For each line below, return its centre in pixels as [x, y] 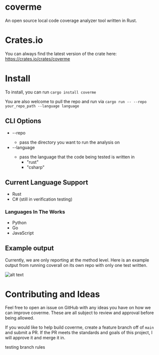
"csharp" [35, 167]
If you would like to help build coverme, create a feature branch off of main [79, 327]
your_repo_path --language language [42, 106]
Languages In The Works [35, 212]
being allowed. [20, 318]
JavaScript [23, 233]
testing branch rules [25, 347]
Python [19, 223]
